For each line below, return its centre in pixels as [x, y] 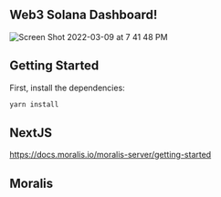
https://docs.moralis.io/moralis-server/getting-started [110, 155]
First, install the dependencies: [67, 88]
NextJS [31, 133]
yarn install [34, 104]
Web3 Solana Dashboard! [84, 15]
